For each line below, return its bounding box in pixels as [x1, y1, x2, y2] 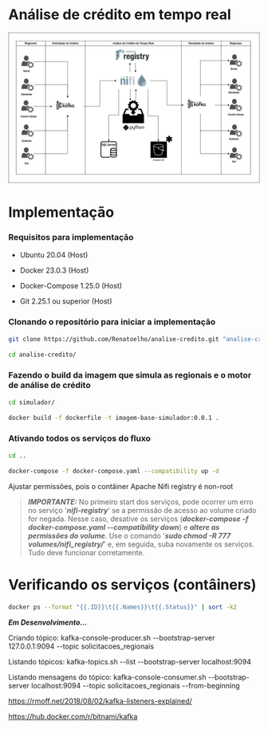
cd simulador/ [8, 398, 56, 406]
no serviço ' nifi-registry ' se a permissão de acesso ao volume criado [27, 505, 257, 515]
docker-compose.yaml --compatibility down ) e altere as [27, 522, 220, 531]
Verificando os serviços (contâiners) [8, 575, 257, 594]
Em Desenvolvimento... [8, 617, 88, 627]
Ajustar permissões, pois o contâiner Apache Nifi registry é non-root [8, 481, 234, 491]
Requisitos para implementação [8, 232, 134, 243]
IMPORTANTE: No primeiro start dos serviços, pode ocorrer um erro [27, 496, 254, 507]
